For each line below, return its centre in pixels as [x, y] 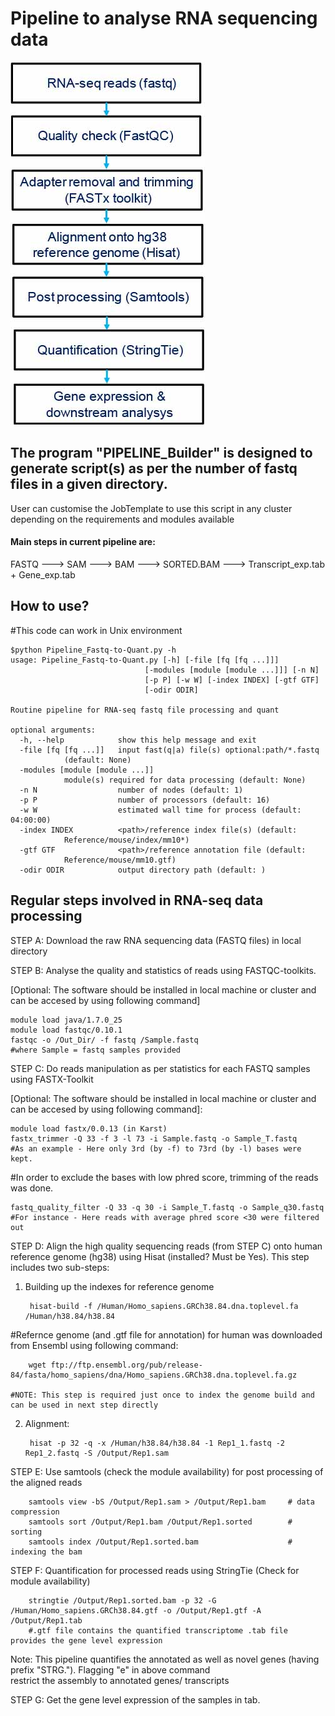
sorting [26, 1532]
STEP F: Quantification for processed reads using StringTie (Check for [155, 1570]
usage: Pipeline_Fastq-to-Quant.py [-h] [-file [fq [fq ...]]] [145, 660]
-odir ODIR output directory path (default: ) [143, 870]
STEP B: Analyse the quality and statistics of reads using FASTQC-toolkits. [163, 970]
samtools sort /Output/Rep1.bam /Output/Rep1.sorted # [160, 1522]
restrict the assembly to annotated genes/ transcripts [120, 1680]
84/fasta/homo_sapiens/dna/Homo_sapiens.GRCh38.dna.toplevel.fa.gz [154, 1375]
